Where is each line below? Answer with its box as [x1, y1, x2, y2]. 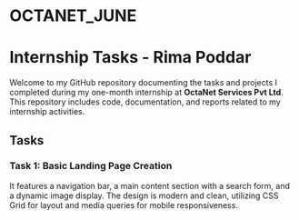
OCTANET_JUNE [9, 5, 137, 26]
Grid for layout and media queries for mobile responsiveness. [9, 199, 239, 210]
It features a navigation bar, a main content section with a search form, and [9, 180, 291, 191]
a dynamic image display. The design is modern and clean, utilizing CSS [9, 190, 279, 201]
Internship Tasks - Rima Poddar [9, 47, 252, 68]
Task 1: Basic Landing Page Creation [9, 160, 173, 173]
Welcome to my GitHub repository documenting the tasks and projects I [9, 77, 278, 88]
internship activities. [9, 106, 85, 117]
